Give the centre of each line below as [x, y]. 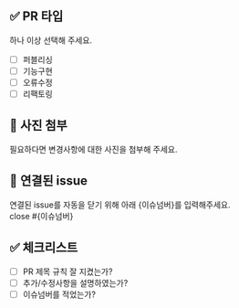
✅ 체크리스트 [44, 248]
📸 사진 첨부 [39, 126]
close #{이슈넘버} [42, 216]
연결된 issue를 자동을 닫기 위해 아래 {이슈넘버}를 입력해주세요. [120, 205]
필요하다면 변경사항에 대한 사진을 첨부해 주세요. [94, 149]
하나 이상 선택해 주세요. [51, 40]
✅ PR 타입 [36, 16]
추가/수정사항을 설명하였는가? [75, 282]
